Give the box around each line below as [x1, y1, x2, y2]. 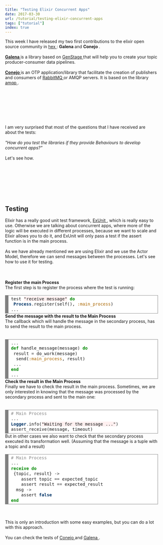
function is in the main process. [5, 238, 68, 244]
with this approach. [5, 524, 44, 530]
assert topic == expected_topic [21, 476, 98, 482]
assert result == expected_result [21, 482, 103, 487]
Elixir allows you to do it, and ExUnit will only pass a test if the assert [5, 233, 142, 239]
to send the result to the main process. [5, 324, 82, 330]
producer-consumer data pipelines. [5, 59, 76, 65]
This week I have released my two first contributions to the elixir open [5, 38, 145, 44]
